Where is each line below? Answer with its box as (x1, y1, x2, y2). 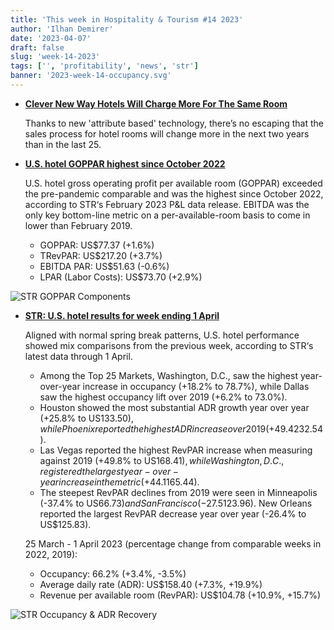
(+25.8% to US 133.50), (39, 412, 134, 424)
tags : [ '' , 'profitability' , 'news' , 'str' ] (10, 61, 199, 71)
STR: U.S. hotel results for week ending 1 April (24, 309, 220, 321)
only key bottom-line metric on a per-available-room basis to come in (24, 209, 311, 221)
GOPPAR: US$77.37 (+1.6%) (39, 239, 155, 251)
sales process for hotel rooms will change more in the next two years (24, 127, 310, 140)
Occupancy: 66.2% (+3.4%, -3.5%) (39, 567, 187, 580)
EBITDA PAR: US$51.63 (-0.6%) (39, 260, 170, 272)
